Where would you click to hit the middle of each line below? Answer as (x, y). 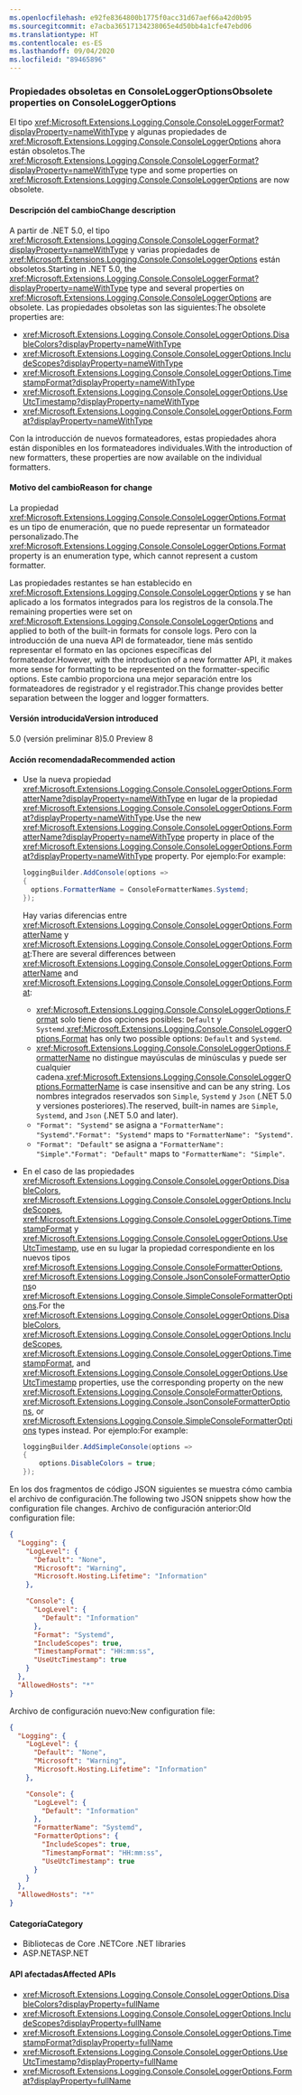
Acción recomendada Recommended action (92, 759)
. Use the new (177, 818)
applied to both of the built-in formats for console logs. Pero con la (133, 631)
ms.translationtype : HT (54, 34)
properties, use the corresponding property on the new (181, 1382)
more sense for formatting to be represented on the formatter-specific (140, 669)
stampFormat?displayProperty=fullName (98, 2042)
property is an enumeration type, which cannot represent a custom (134, 556)
